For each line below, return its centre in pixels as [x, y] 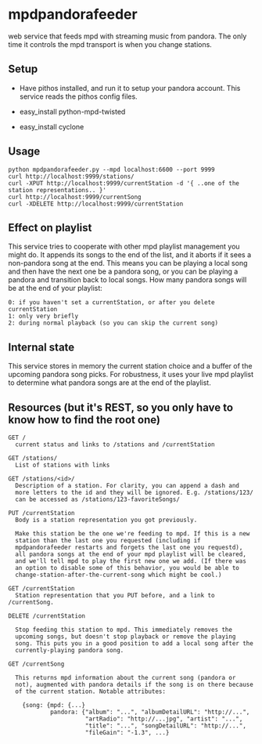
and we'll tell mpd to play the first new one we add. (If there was [131, 561]
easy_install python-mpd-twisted [72, 111]
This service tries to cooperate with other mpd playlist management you [124, 247]
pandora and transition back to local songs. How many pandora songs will [127, 280]
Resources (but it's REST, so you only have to [120, 407]
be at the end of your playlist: [56, 289]
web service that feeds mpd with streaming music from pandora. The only [127, 36]
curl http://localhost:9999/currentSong [75, 197]
